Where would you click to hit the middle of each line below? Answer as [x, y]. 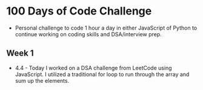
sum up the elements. [42, 80]
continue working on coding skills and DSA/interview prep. [88, 34]
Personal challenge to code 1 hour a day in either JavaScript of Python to [106, 28]
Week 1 [20, 53]
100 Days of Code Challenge [79, 11]
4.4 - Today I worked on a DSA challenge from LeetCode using [93, 68]
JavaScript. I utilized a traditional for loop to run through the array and [102, 74]
